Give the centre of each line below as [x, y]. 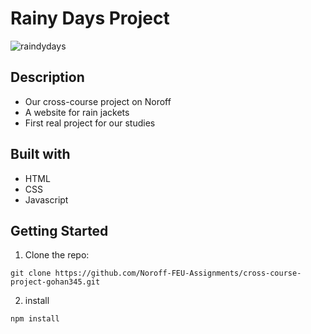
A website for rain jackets [77, 112]
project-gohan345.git [55, 282]
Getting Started [59, 230]
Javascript [46, 199]
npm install [35, 319]
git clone [31, 273]
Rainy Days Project [90, 18]
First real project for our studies [90, 123]
